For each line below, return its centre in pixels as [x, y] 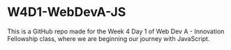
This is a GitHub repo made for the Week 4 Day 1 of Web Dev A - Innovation [116, 31]
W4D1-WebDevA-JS [67, 12]
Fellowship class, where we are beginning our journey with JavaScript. [109, 38]
